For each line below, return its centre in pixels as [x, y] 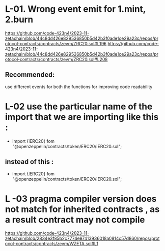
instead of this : [29, 162]
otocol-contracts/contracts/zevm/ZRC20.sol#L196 [56, 43]
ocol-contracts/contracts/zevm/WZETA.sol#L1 [52, 244]
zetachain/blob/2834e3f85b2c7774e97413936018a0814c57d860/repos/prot [82, 238]
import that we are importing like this [82, 117]
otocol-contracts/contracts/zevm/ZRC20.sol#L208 [56, 59]
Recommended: [30, 75]
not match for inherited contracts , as [82, 209]
